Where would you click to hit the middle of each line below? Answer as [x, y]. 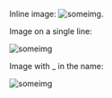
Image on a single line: [51, 31]
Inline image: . [56, 14]
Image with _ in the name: [56, 66]
